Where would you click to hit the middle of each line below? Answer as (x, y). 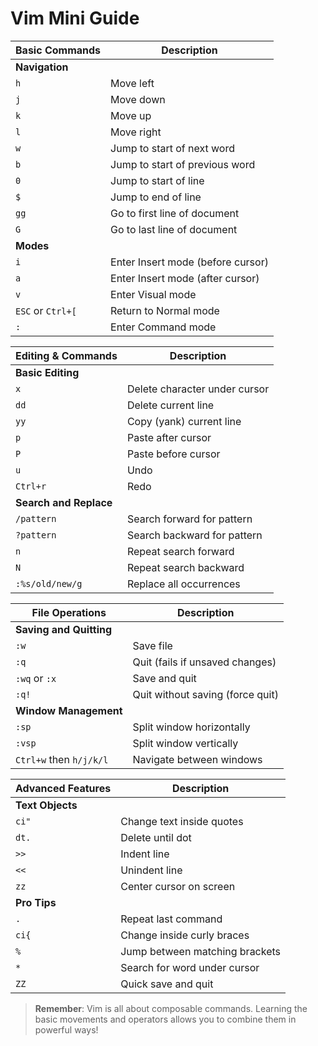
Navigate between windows (197, 759)
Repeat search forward (180, 551)
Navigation (42, 67)
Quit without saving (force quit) (205, 694)
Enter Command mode (163, 327)
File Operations (69, 612)
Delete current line (170, 405)
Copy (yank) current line (184, 421)
